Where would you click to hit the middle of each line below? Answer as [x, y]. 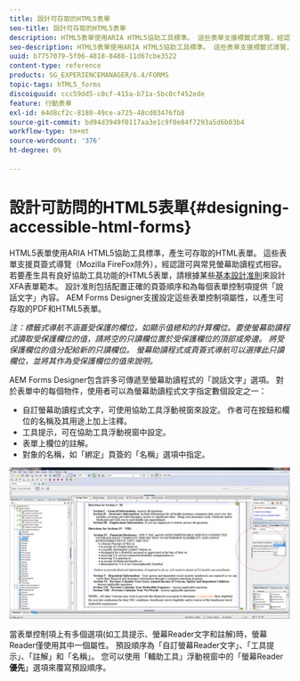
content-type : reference [55, 66]
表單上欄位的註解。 [57, 443]
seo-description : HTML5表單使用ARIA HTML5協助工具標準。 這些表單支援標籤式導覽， [151, 47]
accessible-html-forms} [101, 227]
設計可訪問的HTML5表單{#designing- [149, 207]
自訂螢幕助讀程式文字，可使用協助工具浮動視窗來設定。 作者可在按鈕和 [152, 409]
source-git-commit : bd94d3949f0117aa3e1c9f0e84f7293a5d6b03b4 [127, 122]
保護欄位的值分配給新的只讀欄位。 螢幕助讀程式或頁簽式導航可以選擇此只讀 [147, 349]
